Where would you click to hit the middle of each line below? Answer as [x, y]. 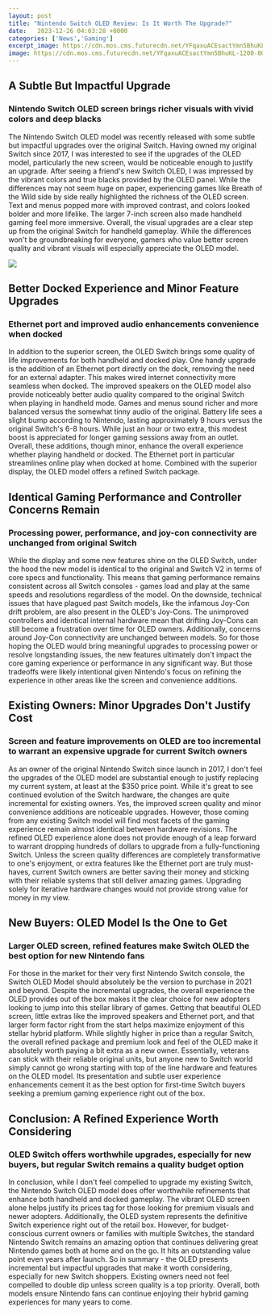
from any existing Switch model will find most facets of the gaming [119, 820]
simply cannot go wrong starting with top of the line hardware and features [133, 1068]
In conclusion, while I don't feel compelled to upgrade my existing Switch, [131, 1182]
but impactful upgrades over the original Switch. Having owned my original [132, 145]
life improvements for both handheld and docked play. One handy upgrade [132, 361]
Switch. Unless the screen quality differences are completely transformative [134, 854]
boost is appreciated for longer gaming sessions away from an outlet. [124, 437]
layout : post [30, 16]
